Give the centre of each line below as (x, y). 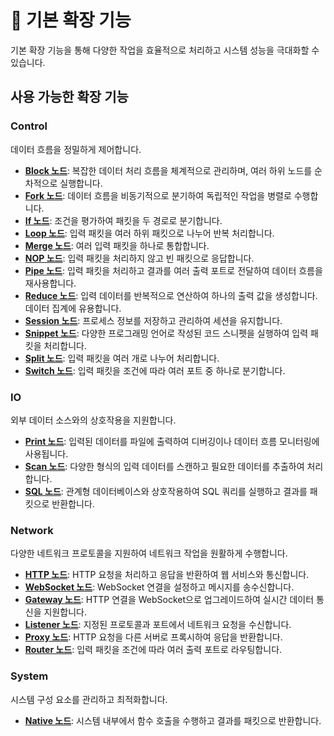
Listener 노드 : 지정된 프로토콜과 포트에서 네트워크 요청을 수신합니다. (158, 625)
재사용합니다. (50, 283)
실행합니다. (81, 183)
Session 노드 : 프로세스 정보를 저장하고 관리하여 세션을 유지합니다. (153, 320)
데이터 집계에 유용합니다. (73, 308)
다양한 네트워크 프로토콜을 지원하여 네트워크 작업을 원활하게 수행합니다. (149, 553)
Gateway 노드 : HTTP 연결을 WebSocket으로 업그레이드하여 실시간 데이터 (169, 600)
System (29, 676)
